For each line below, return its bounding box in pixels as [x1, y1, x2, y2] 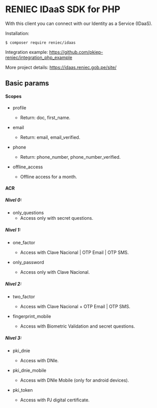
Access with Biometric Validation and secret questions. [20, 323, 135, 329]
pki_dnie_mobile [12, 367, 47, 373]
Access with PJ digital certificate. [20, 397, 90, 403]
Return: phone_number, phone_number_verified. [20, 154, 121, 160]
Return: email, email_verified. [20, 134, 81, 140]
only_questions [12, 210, 44, 216]
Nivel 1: [5, 226, 21, 232]
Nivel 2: [5, 281, 22, 287]
